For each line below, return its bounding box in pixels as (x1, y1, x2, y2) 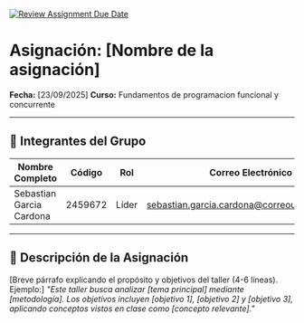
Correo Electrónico (209, 166, 292, 178)
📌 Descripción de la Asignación (9, 250, 189, 266)
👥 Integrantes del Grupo (9, 134, 147, 149)
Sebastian (14, 186, 57, 199)
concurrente (9, 99, 56, 109)
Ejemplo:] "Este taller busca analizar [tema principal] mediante (9, 283, 244, 294)
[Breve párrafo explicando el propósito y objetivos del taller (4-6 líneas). (9, 274, 279, 285)
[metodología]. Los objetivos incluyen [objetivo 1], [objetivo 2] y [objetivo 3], (9, 293, 294, 304)
